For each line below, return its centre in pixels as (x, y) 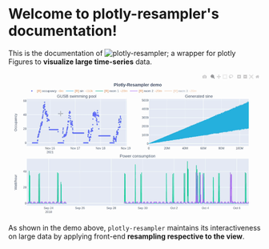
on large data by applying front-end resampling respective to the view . (126, 236)
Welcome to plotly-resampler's (114, 14)
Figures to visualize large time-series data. (80, 62)
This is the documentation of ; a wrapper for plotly (122, 53)
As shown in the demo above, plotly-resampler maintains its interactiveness (134, 227)
